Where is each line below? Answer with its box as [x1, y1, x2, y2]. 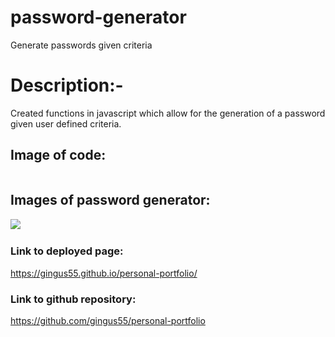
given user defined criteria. [10, 117, 122, 130]
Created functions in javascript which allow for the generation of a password [10, 107, 326, 119]
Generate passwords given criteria [10, 39, 153, 51]
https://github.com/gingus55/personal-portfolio [10, 315, 206, 327]
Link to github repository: [10, 292, 137, 306]
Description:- [10, 74, 124, 97]
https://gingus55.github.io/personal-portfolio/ [10, 267, 198, 279]
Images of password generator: [10, 192, 211, 209]
